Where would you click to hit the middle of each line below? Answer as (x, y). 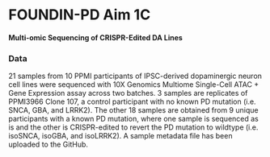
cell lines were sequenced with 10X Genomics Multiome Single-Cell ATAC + (134, 85)
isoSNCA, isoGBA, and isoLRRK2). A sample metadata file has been (120, 136)
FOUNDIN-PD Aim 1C (80, 15)
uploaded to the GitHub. (49, 145)
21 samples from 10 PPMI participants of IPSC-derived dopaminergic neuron (135, 76)
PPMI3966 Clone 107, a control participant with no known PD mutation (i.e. (132, 101)
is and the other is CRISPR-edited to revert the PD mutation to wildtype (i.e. (133, 127)
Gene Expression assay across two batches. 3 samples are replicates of (128, 93)
